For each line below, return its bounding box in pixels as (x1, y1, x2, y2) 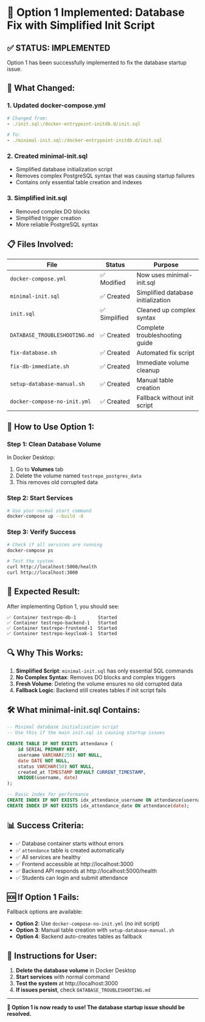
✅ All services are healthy (15, 853, 81, 860)
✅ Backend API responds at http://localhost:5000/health (15, 867, 158, 874)
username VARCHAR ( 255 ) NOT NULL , (18, 752, 103, 758)
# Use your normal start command (7, 507, 92, 514)
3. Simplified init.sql (7, 194, 68, 202)
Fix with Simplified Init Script (7, 18, 155, 32)
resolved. (7, 1010, 32, 1018)
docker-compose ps (7, 547, 54, 554)
